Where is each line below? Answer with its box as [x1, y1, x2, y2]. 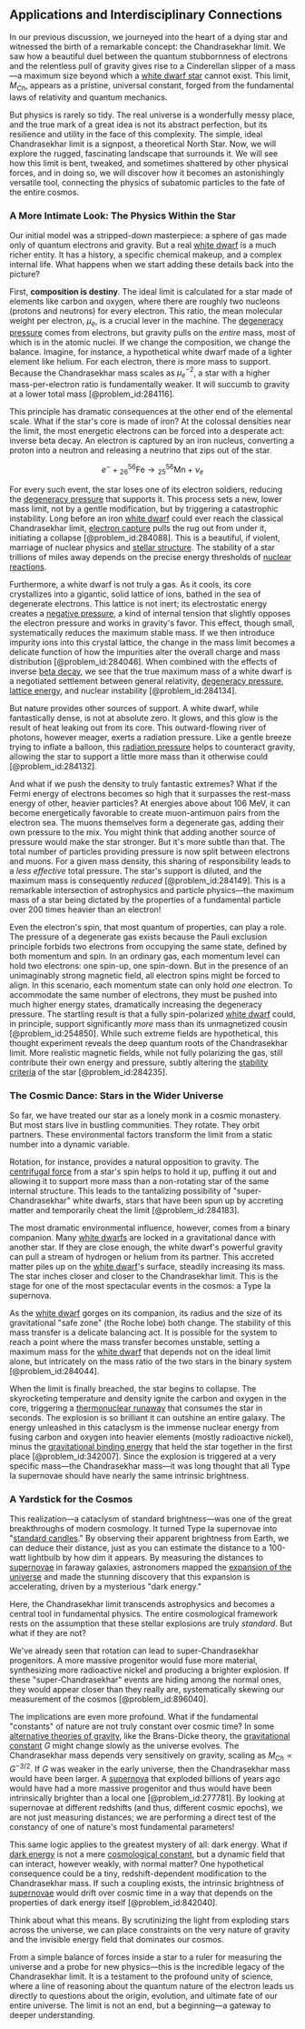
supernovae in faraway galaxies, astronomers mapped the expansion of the [9, 1562, 292, 1572]
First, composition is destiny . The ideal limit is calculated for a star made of [9, 286, 293, 296]
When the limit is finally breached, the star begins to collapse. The [9, 1382, 257, 1394]
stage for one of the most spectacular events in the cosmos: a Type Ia [9, 1280, 271, 1291]
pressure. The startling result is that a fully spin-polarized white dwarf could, [9, 1009, 296, 1020]
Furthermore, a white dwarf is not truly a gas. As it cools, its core [9, 578, 251, 589]
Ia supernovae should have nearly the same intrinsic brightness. [9, 1470, 250, 1481]
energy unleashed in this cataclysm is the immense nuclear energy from [9, 1421, 280, 1432]
